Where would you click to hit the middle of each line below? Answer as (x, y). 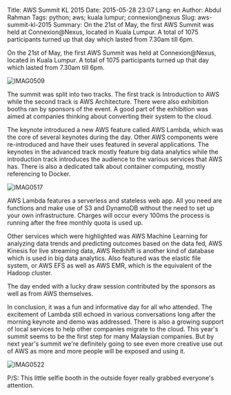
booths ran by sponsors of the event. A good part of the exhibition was (108, 109)
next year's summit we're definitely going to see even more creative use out (115, 344)
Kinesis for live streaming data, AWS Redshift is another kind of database (111, 251)
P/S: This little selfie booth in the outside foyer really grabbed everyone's (111, 378)
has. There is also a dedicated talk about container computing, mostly (106, 166)
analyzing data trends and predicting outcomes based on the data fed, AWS (115, 244)
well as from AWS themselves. (50, 294)
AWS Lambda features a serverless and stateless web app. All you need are (115, 201)
